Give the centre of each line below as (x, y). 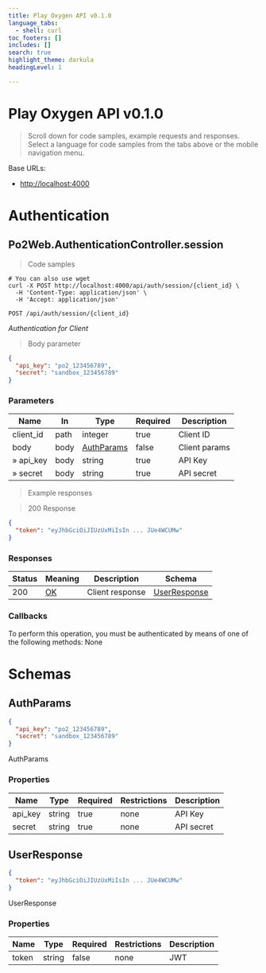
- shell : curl (39, 30)
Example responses (60, 493)
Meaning (62, 579)
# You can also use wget (49, 278)
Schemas (40, 674)
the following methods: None (56, 642)
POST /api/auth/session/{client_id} (69, 313)
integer (95, 434)
